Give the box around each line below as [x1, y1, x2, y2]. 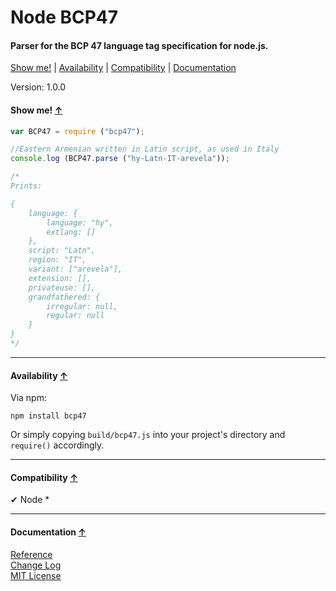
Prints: [10, 181, 43, 191]
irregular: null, [46, 301, 118, 311]
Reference [10, 548, 53, 560]
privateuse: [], [28, 282, 97, 293]
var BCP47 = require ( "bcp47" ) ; [10, 126, 145, 136]
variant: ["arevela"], [28, 264, 123, 275]
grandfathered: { [28, 292, 101, 302]
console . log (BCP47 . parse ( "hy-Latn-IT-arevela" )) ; [10, 154, 230, 164]
